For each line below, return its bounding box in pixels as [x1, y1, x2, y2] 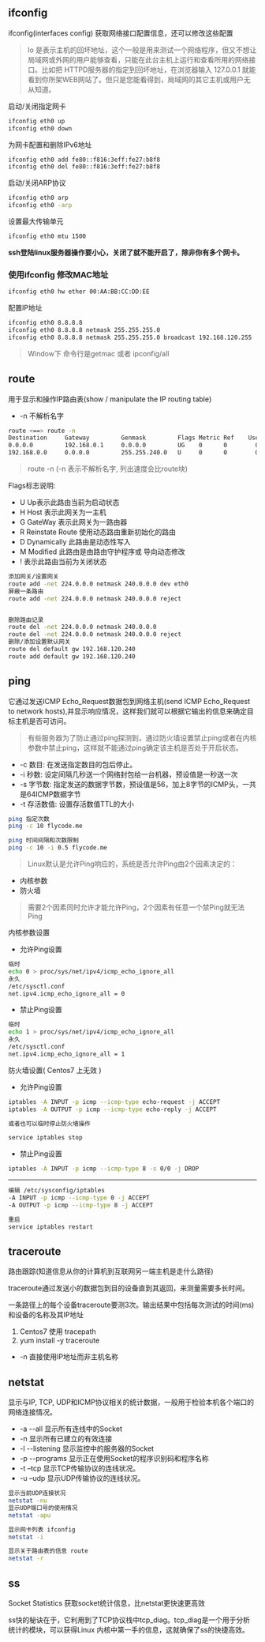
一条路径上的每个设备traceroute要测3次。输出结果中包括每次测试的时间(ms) [8, 1300, 255, 1310]
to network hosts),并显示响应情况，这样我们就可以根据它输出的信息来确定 [8, 706, 247, 716]
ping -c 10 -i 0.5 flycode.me [8, 844, 108, 852]
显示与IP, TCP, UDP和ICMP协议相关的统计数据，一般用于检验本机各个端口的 [8, 1398, 255, 1407]
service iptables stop [8, 1134, 83, 1142]
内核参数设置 [8, 928, 50, 937]
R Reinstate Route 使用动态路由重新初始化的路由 [19, 527, 176, 537]
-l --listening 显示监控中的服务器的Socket [19, 1444, 155, 1453]
